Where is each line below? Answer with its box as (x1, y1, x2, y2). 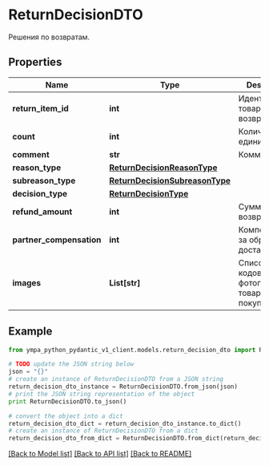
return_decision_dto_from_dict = (8, 435, 120, 443)
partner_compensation (12, 234, 102, 245)
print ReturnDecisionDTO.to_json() (8, 397, 127, 406)
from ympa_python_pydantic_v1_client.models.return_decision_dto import (8, 346, 256, 354)
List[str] (109, 277, 141, 288)
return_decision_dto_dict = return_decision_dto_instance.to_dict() (8, 419, 242, 428)
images (12, 277, 42, 288)
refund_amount (12, 206, 73, 217)
